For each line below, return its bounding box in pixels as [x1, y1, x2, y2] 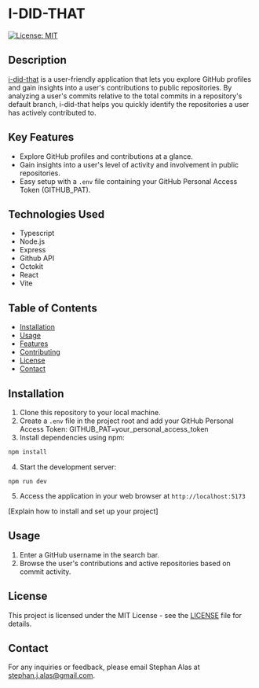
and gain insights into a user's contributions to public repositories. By [8, 83, 232, 92]
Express [19, 245, 46, 255]
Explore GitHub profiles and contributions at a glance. [19, 151, 194, 161]
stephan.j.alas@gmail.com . [8, 671, 96, 680]
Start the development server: [19, 462, 117, 472]
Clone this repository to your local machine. [19, 408, 161, 417]
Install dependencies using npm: [19, 433, 126, 442]
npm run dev [8, 477, 47, 485]
